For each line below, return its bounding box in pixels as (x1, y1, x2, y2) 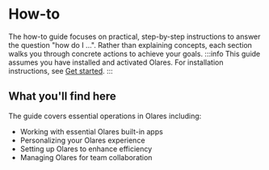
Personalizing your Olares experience (19, 135, 145, 145)
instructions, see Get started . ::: (8, 66, 113, 75)
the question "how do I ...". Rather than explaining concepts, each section (8, 40, 253, 49)
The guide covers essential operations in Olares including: (8, 111, 202, 121)
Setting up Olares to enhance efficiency (19, 143, 153, 154)
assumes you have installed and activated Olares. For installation (8, 57, 224, 67)
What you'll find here (8, 90, 117, 104)
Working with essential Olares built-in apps (19, 126, 163, 136)
